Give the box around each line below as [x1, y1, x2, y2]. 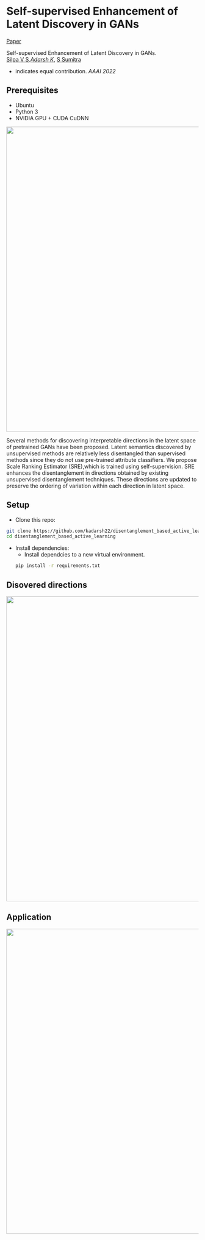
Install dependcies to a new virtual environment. [24, 551, 145, 558]
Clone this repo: [15, 516, 56, 523]
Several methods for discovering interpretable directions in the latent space [6, 436, 196, 444]
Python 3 [15, 108, 38, 115]
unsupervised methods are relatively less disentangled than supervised [6, 450, 186, 457]
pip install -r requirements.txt [15, 563, 101, 569]
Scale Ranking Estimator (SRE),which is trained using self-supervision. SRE [6, 463, 195, 470]
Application [6, 912, 52, 923]
